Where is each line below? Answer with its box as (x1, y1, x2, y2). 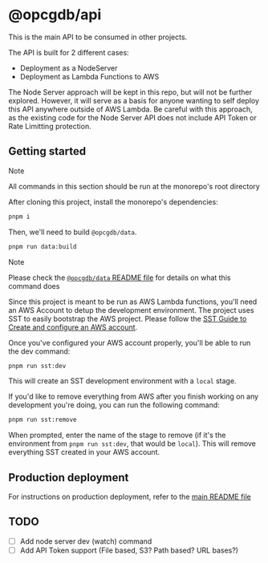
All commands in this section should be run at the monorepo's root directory (8, 181, 261, 191)
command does (8, 281, 60, 290)
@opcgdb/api (8, 6, 102, 24)
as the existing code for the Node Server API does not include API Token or (8, 112, 257, 122)
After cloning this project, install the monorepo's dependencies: (8, 196, 218, 206)
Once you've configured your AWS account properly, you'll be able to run (8, 338, 251, 347)
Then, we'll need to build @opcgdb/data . (8, 227, 137, 237)
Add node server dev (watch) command (19, 536, 152, 546)
